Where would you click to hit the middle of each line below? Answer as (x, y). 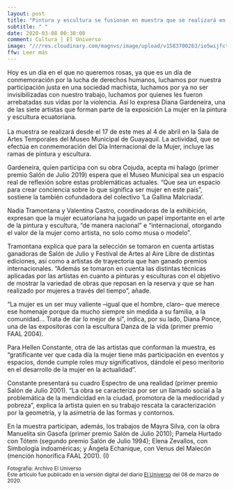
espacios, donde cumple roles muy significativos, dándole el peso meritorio (116, 362)
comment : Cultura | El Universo (54, 40)
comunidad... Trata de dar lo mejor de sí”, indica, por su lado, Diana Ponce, (114, 319)
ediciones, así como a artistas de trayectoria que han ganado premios (107, 261)
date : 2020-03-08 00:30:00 (46, 33)
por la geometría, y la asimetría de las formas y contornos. (91, 413)
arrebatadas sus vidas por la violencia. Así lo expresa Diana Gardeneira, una (116, 102)
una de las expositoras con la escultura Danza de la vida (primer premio (110, 326)
